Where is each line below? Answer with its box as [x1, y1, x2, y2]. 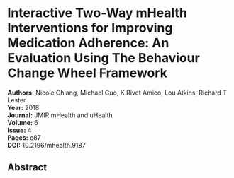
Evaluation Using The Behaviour [7, 50, 200, 66]
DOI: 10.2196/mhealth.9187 [7, 141, 87, 149]
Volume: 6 [7, 118, 39, 126]
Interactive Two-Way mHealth [7, 5, 188, 21]
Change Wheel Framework [7, 65, 168, 81]
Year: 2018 [7, 103, 40, 112]
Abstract [7, 161, 48, 174]
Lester [7, 95, 26, 104]
